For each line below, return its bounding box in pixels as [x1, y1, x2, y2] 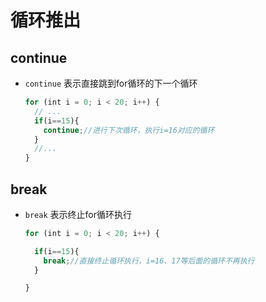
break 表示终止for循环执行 [24, 208, 132, 220]
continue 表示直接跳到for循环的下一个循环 [24, 77, 198, 89]
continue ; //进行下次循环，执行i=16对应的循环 [43, 125, 215, 135]
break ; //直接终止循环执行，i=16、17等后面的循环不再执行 [43, 256, 255, 266]
